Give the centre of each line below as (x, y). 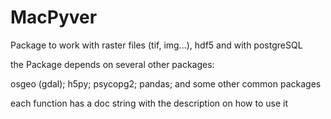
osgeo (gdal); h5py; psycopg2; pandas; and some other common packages (166, 83)
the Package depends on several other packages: (112, 64)
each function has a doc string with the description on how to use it (149, 103)
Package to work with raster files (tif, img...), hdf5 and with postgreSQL (156, 45)
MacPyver (54, 17)
